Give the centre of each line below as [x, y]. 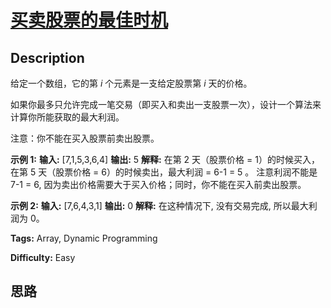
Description [47, 57]
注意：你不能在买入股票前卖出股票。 [85, 138]
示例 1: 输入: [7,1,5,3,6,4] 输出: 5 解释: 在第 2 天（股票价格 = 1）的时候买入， [165, 159]
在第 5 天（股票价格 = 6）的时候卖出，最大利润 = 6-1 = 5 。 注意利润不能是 [164, 172]
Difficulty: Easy [43, 257]
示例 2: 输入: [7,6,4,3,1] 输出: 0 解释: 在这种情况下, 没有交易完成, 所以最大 [159, 205]
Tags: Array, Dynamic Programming [84, 238]
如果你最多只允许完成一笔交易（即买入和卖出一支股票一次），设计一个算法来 [166, 104]
